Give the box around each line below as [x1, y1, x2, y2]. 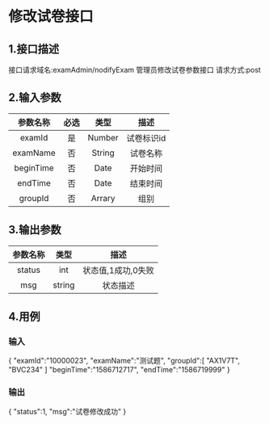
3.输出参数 [8, 223, 62, 237]
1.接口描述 [8, 42, 60, 56]
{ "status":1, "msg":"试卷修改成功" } [8, 406, 127, 416]
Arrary [90, 192, 116, 204]
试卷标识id [126, 132, 166, 144]
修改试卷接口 [8, 7, 95, 26]
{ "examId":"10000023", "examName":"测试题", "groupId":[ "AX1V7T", [8, 356, 241, 366]
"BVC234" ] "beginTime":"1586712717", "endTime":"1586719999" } [8, 365, 230, 375]
